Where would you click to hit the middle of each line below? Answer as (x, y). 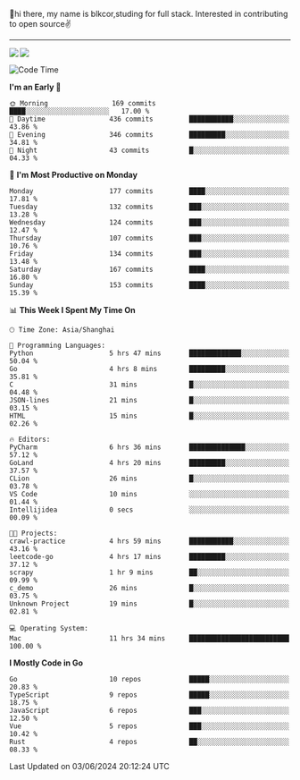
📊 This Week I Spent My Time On (72, 310)
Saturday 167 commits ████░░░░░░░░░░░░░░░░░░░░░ (150, 269)
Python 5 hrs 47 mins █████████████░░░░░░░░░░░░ (150, 353)
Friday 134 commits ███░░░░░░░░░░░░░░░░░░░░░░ (150, 254)
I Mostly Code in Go (46, 663)
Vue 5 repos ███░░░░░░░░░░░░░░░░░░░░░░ (150, 726)
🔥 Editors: (30, 439)
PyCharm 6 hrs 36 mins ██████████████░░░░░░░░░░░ (150, 447)
